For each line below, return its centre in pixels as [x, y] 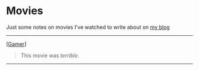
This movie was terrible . [50, 55]
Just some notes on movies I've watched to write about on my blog [88, 27]
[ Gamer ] [16, 44]
